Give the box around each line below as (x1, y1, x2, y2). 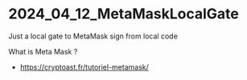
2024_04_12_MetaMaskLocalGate (8, 5, 240, 23)
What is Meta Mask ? (8, 46, 78, 56)
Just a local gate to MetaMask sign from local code (8, 31, 179, 41)
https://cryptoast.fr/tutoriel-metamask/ (19, 62, 149, 72)
